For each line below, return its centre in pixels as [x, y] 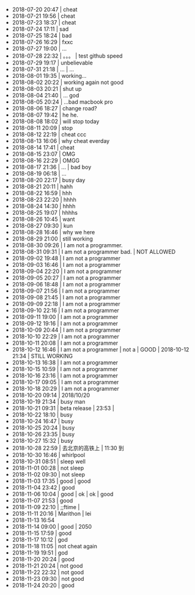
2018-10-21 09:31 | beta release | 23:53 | [63, 408]
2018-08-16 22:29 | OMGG [46, 160]
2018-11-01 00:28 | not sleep [48, 468]
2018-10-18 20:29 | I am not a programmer [65, 389]
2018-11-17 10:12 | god [40, 539]
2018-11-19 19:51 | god [40, 553]
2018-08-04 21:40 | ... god [46, 95]
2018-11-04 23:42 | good [43, 487]
